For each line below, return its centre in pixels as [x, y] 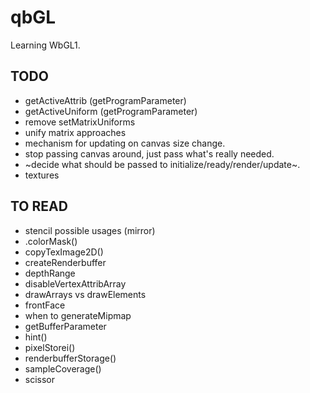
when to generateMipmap [78, 315]
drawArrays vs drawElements [85, 294]
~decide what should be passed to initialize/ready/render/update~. [162, 164]
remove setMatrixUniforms [80, 122]
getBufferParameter [65, 326]
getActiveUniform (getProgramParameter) [111, 111]
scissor [40, 379]
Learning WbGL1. [45, 45]
